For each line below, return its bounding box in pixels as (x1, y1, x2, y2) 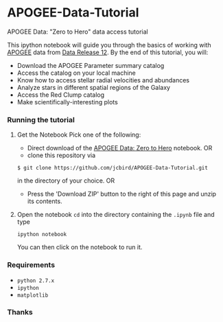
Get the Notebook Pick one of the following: (16, 130, 141, 139)
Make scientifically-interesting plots (16, 97, 118, 106)
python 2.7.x (16, 277, 55, 284)
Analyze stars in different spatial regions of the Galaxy (16, 83, 170, 91)
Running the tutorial (7, 115, 75, 124)
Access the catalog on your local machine (16, 69, 136, 77)
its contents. (27, 197, 63, 205)
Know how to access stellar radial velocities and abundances (16, 76, 190, 84)
